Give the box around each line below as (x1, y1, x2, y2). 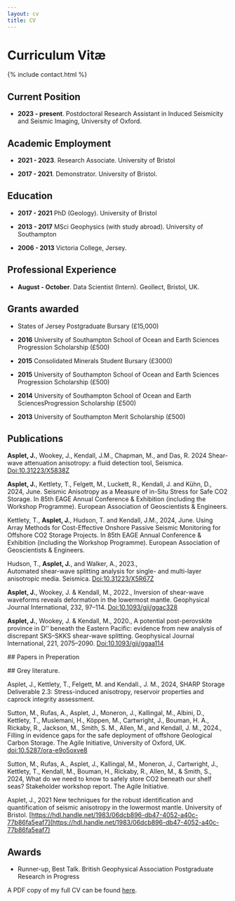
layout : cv (7, 10, 39, 18)
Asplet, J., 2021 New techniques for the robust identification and (7, 796, 194, 805)
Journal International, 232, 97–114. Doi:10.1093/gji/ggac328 (7, 603, 177, 612)
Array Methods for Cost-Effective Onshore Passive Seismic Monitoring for (7, 524, 221, 532)
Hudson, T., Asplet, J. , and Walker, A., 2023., (7, 560, 138, 568)
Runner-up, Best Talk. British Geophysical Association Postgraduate (17, 865, 214, 874)
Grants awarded (7, 303, 79, 315)
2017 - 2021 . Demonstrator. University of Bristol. (17, 170, 158, 178)
